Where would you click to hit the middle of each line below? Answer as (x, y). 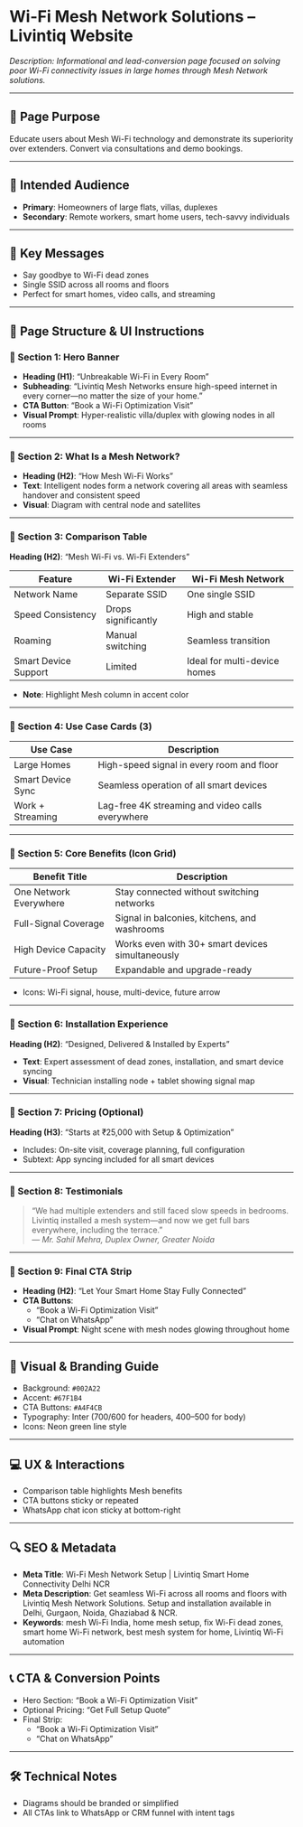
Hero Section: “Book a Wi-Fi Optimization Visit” (110, 1700)
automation (43, 1641)
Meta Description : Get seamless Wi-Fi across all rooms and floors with (154, 1593)
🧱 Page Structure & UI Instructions (107, 331)
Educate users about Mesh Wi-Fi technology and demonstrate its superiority (151, 138)
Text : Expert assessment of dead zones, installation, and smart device (153, 1061)
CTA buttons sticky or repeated (80, 1501)
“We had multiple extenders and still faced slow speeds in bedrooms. (160, 1211)
